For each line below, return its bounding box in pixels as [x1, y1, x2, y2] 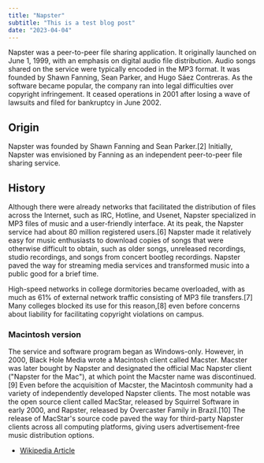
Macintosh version [8, 328, 81, 339]
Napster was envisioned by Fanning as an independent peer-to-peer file [8, 150, 243, 160]
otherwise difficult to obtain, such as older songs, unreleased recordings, [8, 244, 246, 253]
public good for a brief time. [8, 269, 99, 278]
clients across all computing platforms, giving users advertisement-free [8, 422, 240, 432]
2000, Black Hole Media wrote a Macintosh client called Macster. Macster [8, 355, 248, 365]
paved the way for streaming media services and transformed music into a [8, 261, 250, 270]
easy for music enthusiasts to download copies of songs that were [8, 235, 225, 245]
